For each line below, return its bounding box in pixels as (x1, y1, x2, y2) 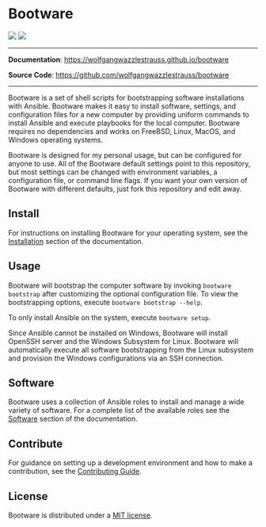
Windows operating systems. (8, 135, 103, 144)
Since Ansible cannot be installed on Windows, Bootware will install (8, 328, 228, 338)
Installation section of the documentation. (8, 236, 144, 246)
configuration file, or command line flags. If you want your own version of (8, 175, 248, 185)
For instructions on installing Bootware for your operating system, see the (8, 227, 248, 238)
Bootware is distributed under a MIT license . (8, 510, 153, 520)
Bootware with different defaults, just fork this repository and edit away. (8, 184, 242, 193)
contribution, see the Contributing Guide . (8, 467, 142, 476)
